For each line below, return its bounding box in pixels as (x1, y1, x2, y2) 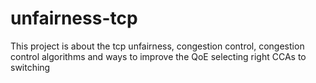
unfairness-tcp (10, 7, 138, 30)
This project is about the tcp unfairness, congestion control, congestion (10, 40, 305, 52)
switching (10, 61, 51, 73)
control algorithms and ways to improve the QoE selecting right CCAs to (10, 50, 307, 62)
